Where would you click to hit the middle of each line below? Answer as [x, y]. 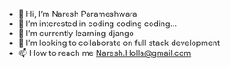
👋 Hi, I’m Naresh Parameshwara [78, 14]
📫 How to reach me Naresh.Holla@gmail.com [105, 53]
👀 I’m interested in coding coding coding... [98, 24]
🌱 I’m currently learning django [76, 33]
